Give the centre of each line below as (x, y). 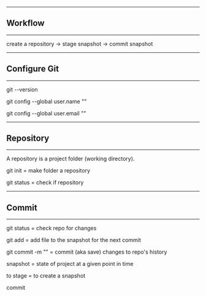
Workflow (25, 23)
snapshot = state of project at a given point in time (70, 264)
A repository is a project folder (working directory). (71, 159)
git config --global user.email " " (46, 113)
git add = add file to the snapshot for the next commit (74, 240)
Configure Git (33, 69)
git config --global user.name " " (47, 101)
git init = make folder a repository (48, 171)
